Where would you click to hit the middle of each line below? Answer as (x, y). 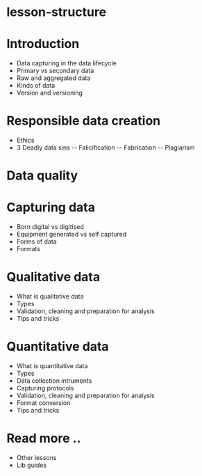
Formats (28, 249)
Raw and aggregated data (53, 78)
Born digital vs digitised (50, 227)
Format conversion (43, 403)
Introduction (43, 44)
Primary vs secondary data (55, 71)
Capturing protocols (45, 388)
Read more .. (44, 438)
